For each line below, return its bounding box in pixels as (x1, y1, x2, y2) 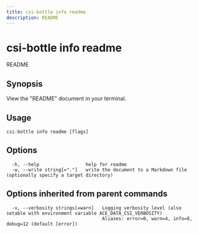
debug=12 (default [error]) (6, 221, 78, 227)
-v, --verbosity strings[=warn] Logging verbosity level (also (12, 205, 182, 211)
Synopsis (6, 79, 43, 89)
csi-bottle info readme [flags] (6, 129, 89, 135)
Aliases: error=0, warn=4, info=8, (101, 215, 193, 221)
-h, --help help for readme (12, 161, 127, 168)
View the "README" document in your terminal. (6, 95, 127, 102)
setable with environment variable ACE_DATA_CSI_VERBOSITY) (6, 210, 163, 217)
